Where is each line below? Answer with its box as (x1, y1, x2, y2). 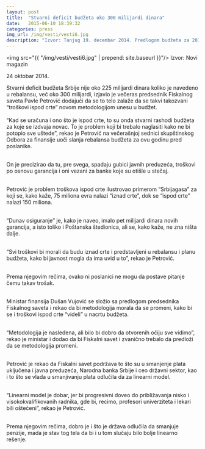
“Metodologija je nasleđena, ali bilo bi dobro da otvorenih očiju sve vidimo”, (6, 329, 195, 336)
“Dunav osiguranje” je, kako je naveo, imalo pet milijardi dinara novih (6, 217, 178, 224)
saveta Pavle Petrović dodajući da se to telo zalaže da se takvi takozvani (6, 97, 188, 104)
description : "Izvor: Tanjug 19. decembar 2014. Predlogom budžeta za (6, 37, 190, 43)
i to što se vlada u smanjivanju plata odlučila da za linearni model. (6, 373, 171, 380)
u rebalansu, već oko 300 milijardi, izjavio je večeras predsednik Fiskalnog (6, 91, 193, 98)
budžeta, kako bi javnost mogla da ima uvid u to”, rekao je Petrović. (6, 254, 175, 262)
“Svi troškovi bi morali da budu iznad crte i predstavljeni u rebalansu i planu (6, 248, 196, 255)
